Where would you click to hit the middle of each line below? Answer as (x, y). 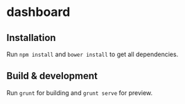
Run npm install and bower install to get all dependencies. (92, 54)
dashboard (38, 12)
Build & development (52, 76)
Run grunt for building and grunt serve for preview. (80, 93)
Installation (31, 38)
